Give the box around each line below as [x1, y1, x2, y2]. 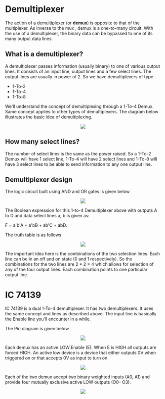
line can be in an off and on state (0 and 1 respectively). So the [5, 256, 132, 262]
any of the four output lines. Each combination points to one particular [5, 266, 148, 273]
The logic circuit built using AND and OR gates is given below [5, 189, 130, 195]
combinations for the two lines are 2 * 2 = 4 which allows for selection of [5, 261, 154, 267]
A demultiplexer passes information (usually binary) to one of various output [5, 63, 161, 69]
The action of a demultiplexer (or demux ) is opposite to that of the [5, 20, 140, 26]
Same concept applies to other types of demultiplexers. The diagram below [5, 108, 159, 114]
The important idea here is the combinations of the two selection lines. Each [5, 251, 160, 257]
